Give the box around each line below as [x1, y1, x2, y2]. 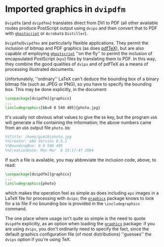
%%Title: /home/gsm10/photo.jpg [5, 134, 72, 139]
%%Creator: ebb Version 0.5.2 [5, 139, 68, 144]
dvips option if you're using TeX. [5, 236, 71, 242]
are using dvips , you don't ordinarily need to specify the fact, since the [5, 226, 149, 232]
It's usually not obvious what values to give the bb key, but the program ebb [5, 114, 158, 120]
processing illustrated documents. [5, 66, 75, 72]
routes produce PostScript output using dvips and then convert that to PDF [5, 25, 158, 31]
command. [5, 205, 27, 211]
